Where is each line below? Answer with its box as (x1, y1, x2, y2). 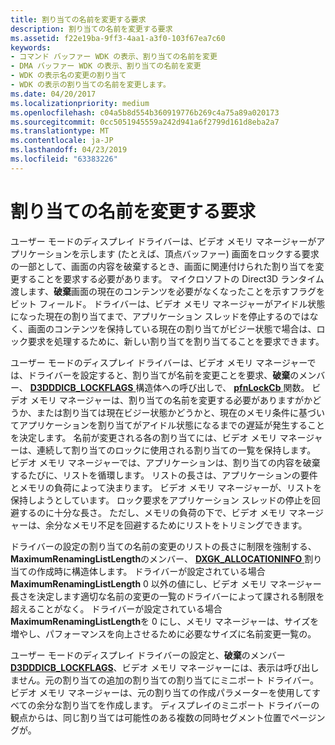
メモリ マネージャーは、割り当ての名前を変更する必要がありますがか (29, 394, 313, 406)
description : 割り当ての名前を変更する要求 (10, 24, 173, 34)
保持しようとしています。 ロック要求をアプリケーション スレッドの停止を (10, 494, 312, 506)
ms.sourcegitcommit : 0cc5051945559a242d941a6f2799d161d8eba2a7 (10, 117, 280, 127)
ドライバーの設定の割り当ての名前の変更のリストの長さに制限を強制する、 (10, 540, 317, 552)
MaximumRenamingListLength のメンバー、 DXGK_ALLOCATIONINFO (10, 552, 303, 565)
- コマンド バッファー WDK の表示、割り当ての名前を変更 (10, 52, 218, 62)
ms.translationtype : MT (10, 126, 110, 136)
